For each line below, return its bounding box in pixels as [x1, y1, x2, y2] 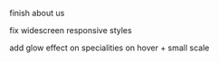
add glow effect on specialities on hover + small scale [9, 42, 210, 53]
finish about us [9, 8, 65, 18]
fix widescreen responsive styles [9, 25, 133, 35]
